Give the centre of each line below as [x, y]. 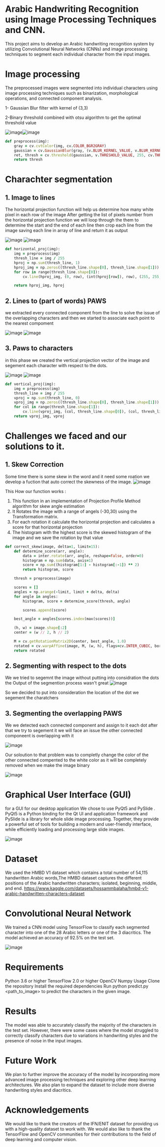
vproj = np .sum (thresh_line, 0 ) [47, 398]
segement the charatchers [32, 698]
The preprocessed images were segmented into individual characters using [82, 88]
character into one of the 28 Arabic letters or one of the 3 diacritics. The [78, 933]
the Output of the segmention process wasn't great [57, 683]
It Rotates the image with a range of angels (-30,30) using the [75, 511]
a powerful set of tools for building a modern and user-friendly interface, [79, 824]
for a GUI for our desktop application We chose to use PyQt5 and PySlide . [80, 808]
